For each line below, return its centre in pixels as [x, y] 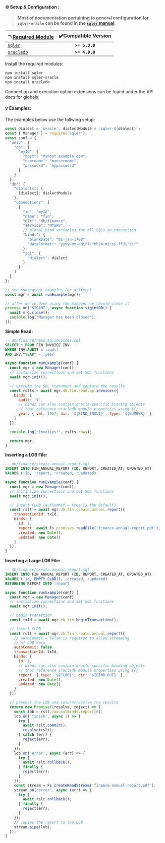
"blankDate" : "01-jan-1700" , [57, 240]
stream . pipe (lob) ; [33, 827]
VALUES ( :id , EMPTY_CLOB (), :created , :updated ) [56, 579]
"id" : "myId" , [37, 212]
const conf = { [21, 138]
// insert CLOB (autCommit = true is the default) [63, 505]
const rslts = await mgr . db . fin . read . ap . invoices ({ [64, 390]
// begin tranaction [31, 615]
